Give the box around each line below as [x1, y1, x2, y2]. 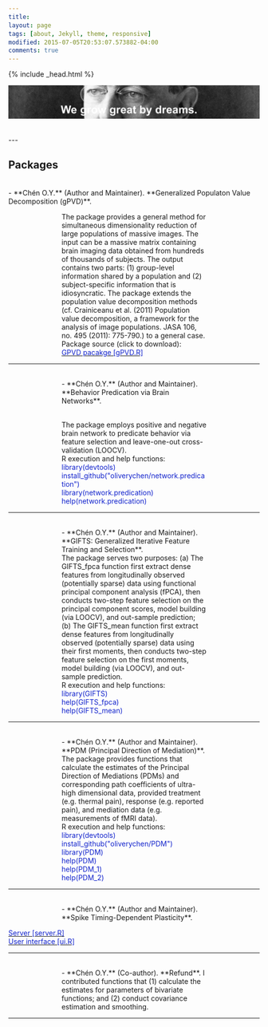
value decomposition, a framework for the [61, 314, 199, 323]
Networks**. [61, 396, 102, 405]
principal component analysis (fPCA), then [61, 587, 201, 596]
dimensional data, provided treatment [77, 788, 201, 797]
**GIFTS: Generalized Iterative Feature [61, 535, 190, 546]
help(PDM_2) [61, 872, 104, 882]
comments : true [8, 46, 59, 55]
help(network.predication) [61, 496, 148, 506]
